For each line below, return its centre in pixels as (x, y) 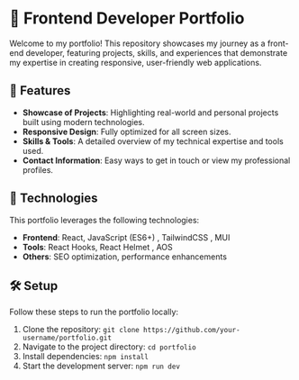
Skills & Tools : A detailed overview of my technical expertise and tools (153, 141)
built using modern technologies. (83, 122)
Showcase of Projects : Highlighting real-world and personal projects (150, 113)
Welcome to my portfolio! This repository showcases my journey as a (137, 43)
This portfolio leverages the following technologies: (104, 220)
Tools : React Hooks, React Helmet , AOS (97, 247)
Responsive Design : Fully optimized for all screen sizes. (127, 131)
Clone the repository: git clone (81, 330)
